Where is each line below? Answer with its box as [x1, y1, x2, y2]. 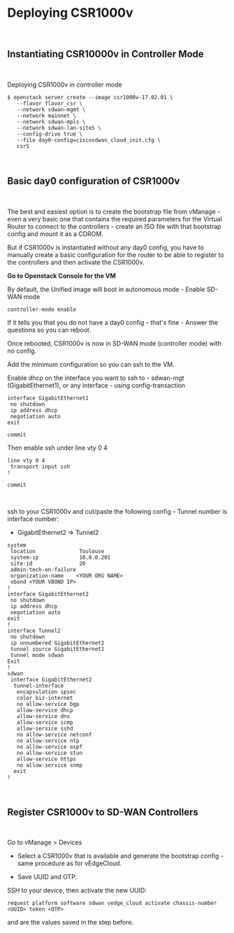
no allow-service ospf [16, 743, 82, 750]
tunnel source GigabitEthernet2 [10, 645, 105, 652]
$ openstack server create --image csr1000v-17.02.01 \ [7, 94, 173, 101]
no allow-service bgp [16, 700, 80, 707]
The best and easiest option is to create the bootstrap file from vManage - [7, 207, 221, 216]
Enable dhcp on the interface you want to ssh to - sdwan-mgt [7, 374, 184, 382]
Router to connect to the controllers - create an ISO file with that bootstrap [7, 222, 221, 230]
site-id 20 [10, 560, 86, 567]
